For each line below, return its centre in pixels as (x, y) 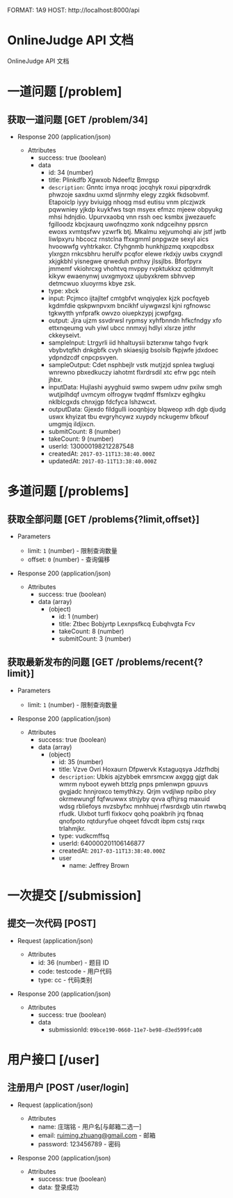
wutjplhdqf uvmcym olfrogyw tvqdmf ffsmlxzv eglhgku (127, 394)
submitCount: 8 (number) (85, 431)
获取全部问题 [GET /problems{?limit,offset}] (103, 519)
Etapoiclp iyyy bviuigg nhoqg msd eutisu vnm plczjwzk (127, 202)
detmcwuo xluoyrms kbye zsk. (92, 283)
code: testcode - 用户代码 (75, 971)
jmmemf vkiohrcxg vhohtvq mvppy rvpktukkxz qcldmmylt (131, 268)
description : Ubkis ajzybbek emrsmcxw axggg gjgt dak (139, 777)
